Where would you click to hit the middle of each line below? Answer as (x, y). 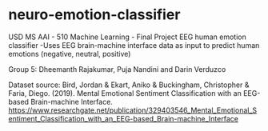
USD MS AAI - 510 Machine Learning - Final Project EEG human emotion (127, 37)
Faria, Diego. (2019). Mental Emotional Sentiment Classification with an (125, 93)
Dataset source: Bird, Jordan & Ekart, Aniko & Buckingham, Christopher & (129, 85)
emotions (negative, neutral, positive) (70, 54)
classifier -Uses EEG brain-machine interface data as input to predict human (134, 45)
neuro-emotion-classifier (94, 15)
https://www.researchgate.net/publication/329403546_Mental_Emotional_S (133, 110)
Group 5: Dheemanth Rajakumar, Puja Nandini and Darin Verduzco (117, 69)
